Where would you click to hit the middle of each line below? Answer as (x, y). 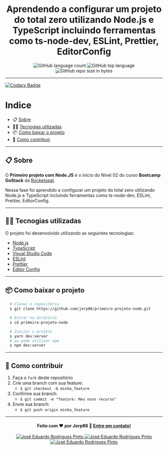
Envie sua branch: (31, 404)
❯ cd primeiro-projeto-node (39, 322)
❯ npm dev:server (28, 346)
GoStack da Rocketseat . (30, 180)
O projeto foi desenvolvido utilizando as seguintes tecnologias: (70, 233)
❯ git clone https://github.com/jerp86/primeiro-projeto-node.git (80, 309)
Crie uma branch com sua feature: (48, 383)
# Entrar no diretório (33, 318)
